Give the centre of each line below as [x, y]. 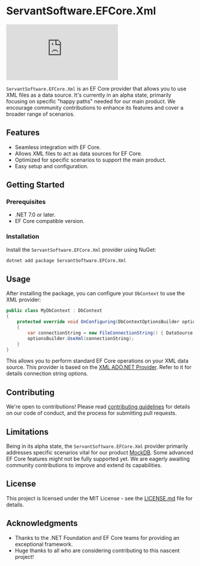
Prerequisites [26, 202]
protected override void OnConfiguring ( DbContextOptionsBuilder [98, 322]
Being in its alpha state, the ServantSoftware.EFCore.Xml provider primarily [97, 446]
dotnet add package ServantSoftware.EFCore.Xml [66, 261]
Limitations [27, 432]
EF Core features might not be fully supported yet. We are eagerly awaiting [98, 459]
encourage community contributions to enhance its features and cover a [95, 107]
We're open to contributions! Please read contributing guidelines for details [98, 407]
